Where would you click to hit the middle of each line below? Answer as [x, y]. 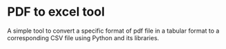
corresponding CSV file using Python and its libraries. [83, 37]
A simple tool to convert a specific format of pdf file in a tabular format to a [113, 31]
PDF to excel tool [56, 12]
